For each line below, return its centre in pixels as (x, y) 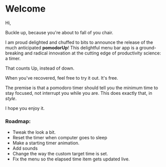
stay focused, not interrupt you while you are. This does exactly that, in (79, 93)
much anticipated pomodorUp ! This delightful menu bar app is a (72, 47)
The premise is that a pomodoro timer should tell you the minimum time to (82, 88)
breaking (14, 53)
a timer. (13, 58)
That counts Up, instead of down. (40, 68)
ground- (148, 47)
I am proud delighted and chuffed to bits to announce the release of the (79, 42)
